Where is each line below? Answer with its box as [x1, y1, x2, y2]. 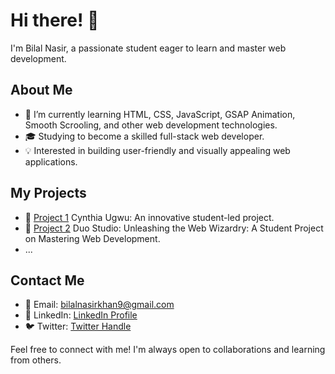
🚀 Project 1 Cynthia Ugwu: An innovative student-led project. [24, 211, 275, 223]
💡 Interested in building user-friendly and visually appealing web [24, 144, 291, 156]
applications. [24, 155, 78, 168]
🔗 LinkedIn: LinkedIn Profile [24, 309, 138, 321]
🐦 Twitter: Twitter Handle [24, 320, 132, 333]
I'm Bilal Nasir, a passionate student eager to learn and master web [10, 42, 287, 54]
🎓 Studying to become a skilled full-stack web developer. [24, 130, 265, 142]
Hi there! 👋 [10, 9, 100, 32]
